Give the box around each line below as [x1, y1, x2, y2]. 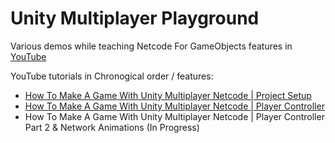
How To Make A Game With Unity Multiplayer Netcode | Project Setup [24, 89, 312, 101]
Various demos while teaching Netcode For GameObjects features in [10, 40, 293, 52]
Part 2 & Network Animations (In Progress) [24, 121, 200, 133]
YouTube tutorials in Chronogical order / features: [10, 70, 214, 82]
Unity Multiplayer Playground [10, 7, 260, 30]
